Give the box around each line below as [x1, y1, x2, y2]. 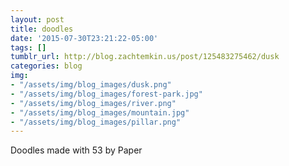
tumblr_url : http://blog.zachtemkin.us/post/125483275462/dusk [10, 52, 280, 62]
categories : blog [10, 61, 83, 71]
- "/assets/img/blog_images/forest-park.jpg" [10, 89, 203, 99]
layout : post [10, 14, 65, 25]
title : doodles [10, 24, 74, 34]
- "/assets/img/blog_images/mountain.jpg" [10, 107, 190, 118]
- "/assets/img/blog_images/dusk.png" [10, 80, 172, 90]
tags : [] [10, 42, 47, 53]
